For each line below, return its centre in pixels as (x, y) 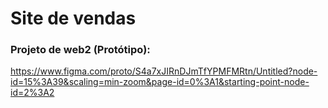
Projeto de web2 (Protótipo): (80, 50)
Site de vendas (73, 18)
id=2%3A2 (32, 93)
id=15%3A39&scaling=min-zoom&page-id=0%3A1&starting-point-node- (160, 82)
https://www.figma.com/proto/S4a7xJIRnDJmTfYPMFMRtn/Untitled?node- (164, 71)
